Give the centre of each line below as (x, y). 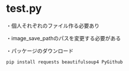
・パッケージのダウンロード (40, 51)
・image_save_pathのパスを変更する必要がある (64, 38)
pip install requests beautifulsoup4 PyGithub (64, 62)
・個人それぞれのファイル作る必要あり (53, 25)
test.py (24, 9)
